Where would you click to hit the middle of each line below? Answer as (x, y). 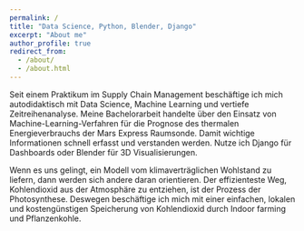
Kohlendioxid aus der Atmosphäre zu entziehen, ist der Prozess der (135, 189)
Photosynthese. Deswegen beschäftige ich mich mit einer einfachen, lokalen (152, 199)
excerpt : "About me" (49, 35)
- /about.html (44, 69)
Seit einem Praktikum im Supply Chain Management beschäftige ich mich (147, 94)
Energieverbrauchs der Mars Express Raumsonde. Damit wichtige (132, 133)
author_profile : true (50, 43)
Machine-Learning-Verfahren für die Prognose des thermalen (124, 123)
